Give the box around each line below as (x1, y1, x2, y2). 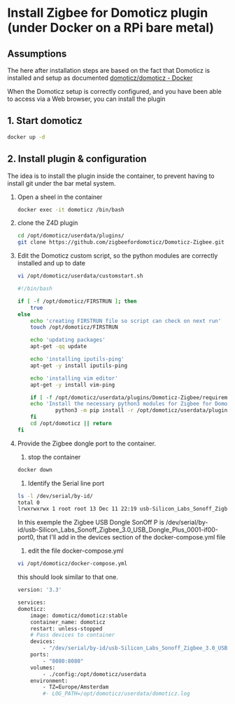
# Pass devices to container (30, 632, 115, 639)
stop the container (27, 453, 81, 461)
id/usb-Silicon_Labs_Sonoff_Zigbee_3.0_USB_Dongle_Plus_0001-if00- (17, 525, 219, 534)
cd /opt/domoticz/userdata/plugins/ (17, 233, 124, 240)
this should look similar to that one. (17, 573, 119, 581)
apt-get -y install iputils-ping (30, 362, 128, 369)
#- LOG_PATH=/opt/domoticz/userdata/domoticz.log (43, 690, 190, 698)
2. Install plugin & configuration (7, 153, 147, 165)
